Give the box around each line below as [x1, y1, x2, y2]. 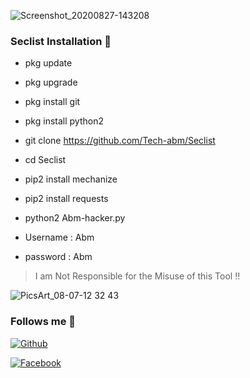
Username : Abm [24, 231, 95, 244]
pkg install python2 [24, 115, 104, 127]
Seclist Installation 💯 [10, 34, 112, 48]
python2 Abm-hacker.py [24, 212, 126, 224]
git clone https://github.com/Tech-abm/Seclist [24, 135, 216, 147]
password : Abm [24, 251, 93, 263]
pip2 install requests [24, 193, 109, 205]
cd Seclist [24, 154, 67, 166]
